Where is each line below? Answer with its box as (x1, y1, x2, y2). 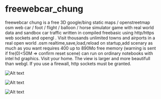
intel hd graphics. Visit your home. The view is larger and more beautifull (5, 55, 151, 61)
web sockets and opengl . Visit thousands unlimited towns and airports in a (5, 35, 156, 41)
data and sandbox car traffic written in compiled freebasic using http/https (5, 30, 154, 35)
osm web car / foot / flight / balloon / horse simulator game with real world (5, 24, 154, 30)
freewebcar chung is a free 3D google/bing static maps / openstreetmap (5, 19, 150, 25)
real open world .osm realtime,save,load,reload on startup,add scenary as (5, 40, 153, 46)
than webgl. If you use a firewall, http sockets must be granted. (5, 61, 131, 66)
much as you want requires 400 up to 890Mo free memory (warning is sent (5, 45, 156, 51)
